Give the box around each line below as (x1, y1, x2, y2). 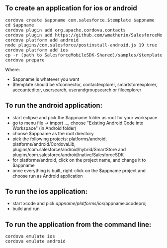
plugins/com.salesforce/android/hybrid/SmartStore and (12, 146, 126, 152)
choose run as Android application (12, 173, 83, 179)
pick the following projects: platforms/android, (12, 136, 107, 142)
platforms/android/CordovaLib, (12, 141, 76, 147)
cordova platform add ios (5, 47, 69, 53)
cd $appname (5, 22, 34, 28)
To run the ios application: (5, 187, 88, 196)
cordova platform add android (5, 37, 79, 43)
